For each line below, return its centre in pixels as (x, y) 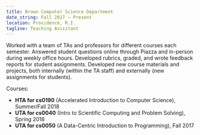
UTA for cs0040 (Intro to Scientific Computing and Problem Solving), (100, 113)
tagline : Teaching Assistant (42, 28)
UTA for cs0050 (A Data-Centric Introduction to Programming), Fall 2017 (104, 125)
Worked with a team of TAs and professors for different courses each (92, 45)
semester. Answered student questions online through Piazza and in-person (100, 52)
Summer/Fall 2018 (37, 107)
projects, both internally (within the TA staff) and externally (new (85, 71)
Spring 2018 (30, 119)
